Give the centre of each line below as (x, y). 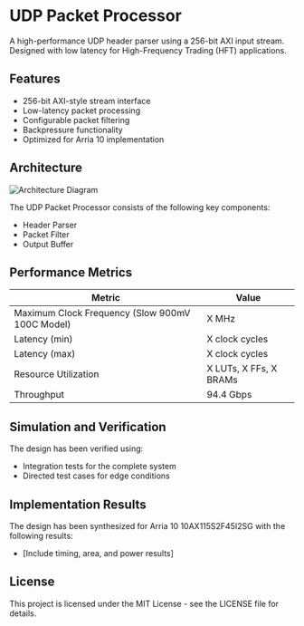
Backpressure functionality (73, 130)
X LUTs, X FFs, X (242, 369)
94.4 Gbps (229, 395)
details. (23, 613)
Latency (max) (45, 354)
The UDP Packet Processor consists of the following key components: (140, 207)
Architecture (46, 168)
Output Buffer (48, 244)
